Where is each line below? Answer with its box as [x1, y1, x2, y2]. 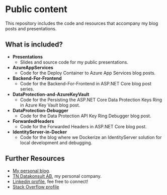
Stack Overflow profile [12, 183, 59, 190]
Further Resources [5, 154, 65, 163]
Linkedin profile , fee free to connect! [12, 178, 89, 184]
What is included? [5, 40, 63, 49]
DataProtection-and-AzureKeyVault [12, 91, 90, 97]
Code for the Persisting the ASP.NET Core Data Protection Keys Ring [20, 96, 162, 103]
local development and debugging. [20, 139, 93, 145]
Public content [5, 4, 67, 15]
